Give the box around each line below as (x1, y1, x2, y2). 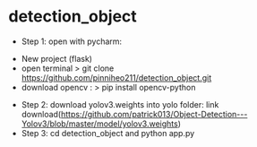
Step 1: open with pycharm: (21, 36, 123, 47)
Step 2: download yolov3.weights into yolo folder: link (21, 99, 219, 109)
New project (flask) (21, 53, 93, 64)
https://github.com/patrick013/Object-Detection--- (60, 108, 248, 119)
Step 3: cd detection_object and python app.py (21, 127, 195, 138)
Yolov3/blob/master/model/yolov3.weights (21, 118, 178, 129)
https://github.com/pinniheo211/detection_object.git (21, 72, 212, 82)
